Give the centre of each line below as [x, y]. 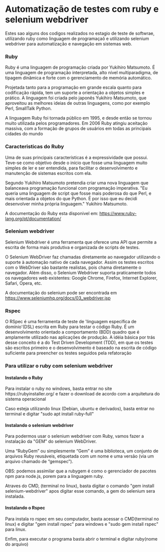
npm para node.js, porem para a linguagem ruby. [55, 476]
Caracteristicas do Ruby [34, 147]
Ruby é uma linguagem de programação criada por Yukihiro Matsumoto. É [80, 67]
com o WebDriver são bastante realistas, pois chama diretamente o [73, 267]
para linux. [16, 529]
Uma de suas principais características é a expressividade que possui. [77, 157]
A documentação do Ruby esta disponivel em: [52, 213]
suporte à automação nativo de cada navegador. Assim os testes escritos [80, 262]
